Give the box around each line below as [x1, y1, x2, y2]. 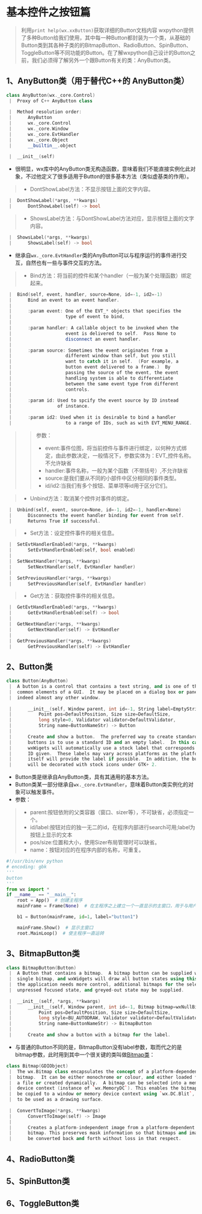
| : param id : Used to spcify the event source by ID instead [8, 397, 179, 403]
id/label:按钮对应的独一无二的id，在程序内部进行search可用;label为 [29, 824, 195, 831]
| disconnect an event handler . [8, 336, 141, 342]
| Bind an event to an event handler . [8, 297, 120, 303]
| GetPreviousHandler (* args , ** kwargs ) [8, 638, 112, 644]
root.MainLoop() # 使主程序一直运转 [17, 930, 104, 936]
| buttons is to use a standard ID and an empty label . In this [8, 739, 189, 746]
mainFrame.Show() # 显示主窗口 [17, 924, 94, 931]
